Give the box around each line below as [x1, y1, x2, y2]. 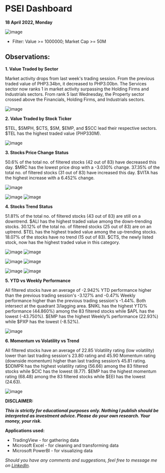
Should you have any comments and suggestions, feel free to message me [5, 457, 158, 463]
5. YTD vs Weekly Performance [5, 277, 71, 283]
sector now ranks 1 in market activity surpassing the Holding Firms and [5, 86, 149, 92]
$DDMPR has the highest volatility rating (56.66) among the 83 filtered [5, 363, 148, 369]
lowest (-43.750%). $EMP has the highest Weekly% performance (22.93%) [5, 313, 159, 319]
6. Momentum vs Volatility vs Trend [5, 338, 80, 344]
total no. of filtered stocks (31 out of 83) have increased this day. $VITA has [5, 169, 158, 175]
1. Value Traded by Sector [5, 66, 59, 72]
